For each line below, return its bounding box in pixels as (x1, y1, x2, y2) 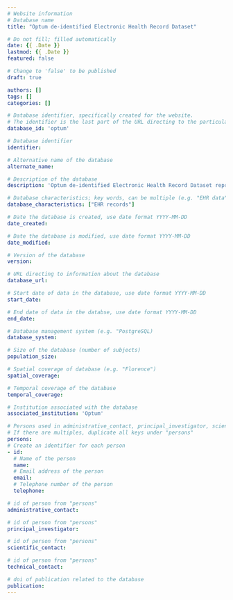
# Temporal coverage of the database (7, 384, 116, 391)
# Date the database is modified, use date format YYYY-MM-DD (7, 232, 191, 240)
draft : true (7, 74, 42, 81)
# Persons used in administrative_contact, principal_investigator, (7, 423, 209, 430)
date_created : (7, 220, 49, 227)
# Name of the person (13, 455, 76, 462)
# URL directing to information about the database (7, 270, 159, 278)
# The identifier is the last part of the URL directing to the (7, 119, 197, 126)
